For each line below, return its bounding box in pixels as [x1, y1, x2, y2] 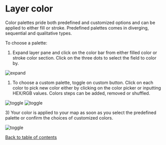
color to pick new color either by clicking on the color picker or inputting [12, 84, 161, 90]
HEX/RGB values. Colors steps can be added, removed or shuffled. [12, 90, 150, 96]
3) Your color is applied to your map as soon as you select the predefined [5, 109, 156, 115]
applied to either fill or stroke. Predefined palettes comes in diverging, [5, 24, 149, 30]
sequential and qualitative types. [5, 30, 72, 36]
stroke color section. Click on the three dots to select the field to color [12, 54, 156, 60]
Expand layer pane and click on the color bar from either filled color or [12, 49, 157, 55]
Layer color [5, 3, 53, 14]
